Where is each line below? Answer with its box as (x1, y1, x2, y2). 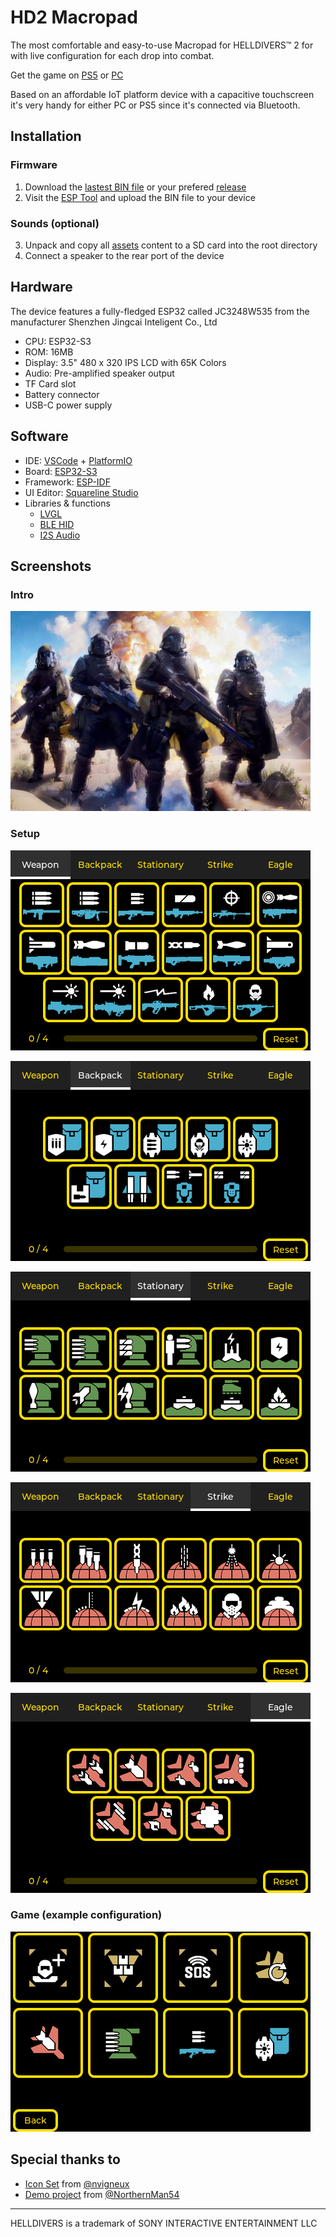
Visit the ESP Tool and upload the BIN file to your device (24, 191, 256, 203)
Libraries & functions (24, 497, 111, 509)
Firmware (10, 158, 58, 172)
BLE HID (39, 518, 75, 530)
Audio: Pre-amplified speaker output (24, 367, 175, 379)
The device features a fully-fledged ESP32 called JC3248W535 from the (10, 305, 310, 317)
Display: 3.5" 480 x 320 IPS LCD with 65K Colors (24, 356, 227, 368)
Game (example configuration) (10, 1908, 163, 1922)
